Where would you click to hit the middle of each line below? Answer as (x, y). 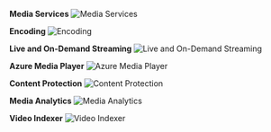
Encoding (28, 31)
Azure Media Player (47, 66)
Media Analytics (41, 101)
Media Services (39, 14)
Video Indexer (36, 118)
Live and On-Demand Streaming (71, 48)
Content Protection (46, 84)
